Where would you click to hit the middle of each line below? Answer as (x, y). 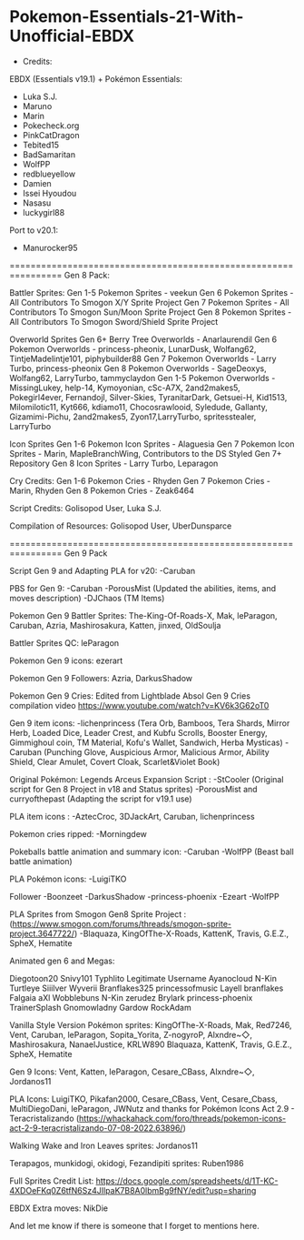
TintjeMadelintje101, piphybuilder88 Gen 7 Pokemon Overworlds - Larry (143, 358)
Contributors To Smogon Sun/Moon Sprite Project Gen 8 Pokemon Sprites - (151, 312)
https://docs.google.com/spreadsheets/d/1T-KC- (187, 1181)
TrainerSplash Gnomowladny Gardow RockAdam (101, 1007)
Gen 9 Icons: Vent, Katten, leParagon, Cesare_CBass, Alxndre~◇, (132, 1072)
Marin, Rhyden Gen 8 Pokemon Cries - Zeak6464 (102, 490)
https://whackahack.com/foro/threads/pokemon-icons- (182, 1118)
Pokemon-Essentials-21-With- (127, 17)
